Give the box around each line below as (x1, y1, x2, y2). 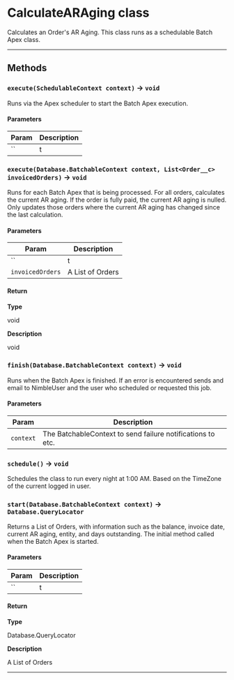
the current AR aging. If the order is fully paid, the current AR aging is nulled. (7, 195, 227, 204)
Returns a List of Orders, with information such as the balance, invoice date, (7, 522, 225, 531)
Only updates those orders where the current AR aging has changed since (7, 203, 221, 212)
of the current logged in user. (7, 482, 91, 490)
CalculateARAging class (7, 5, 150, 21)
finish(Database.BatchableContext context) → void (7, 360, 182, 370)
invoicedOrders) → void (7, 172, 87, 182)
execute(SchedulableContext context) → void (7, 83, 160, 93)
